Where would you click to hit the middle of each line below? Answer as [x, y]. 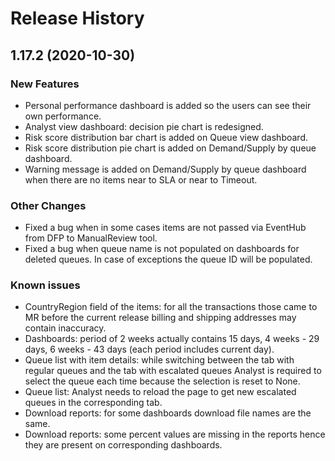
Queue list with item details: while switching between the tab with [159, 360]
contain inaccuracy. [65, 328]
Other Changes [48, 205]
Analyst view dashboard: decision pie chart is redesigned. [144, 126]
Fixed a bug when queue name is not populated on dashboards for [162, 249]
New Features [45, 84]
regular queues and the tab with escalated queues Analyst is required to [173, 371]
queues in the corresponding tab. [93, 403]
